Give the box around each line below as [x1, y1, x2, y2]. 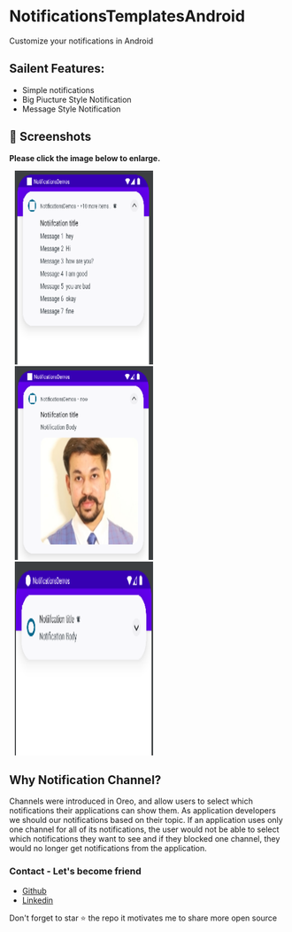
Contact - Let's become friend [9, 866, 142, 878]
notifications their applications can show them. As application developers [9, 805, 276, 816]
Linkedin [21, 895, 54, 905]
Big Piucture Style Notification [21, 94, 132, 105]
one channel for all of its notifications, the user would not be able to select [9, 824, 280, 835]
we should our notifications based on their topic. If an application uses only [9, 815, 283, 826]
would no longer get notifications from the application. [9, 843, 208, 854]
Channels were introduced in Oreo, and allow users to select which [9, 796, 254, 807]
